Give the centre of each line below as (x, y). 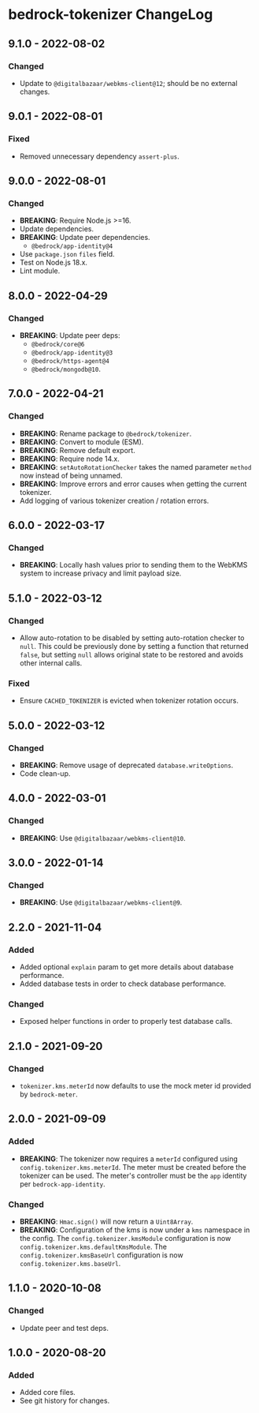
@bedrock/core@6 (58, 344)
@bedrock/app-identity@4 (72, 246)
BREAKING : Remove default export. (77, 450)
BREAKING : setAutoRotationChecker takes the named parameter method (135, 467)
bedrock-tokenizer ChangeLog (111, 15)
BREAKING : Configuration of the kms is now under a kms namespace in (135, 1230)
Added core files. (48, 1392)
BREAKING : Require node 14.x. (70, 459)
